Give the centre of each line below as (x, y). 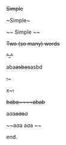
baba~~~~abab (26, 102)
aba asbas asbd (25, 67)
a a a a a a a (17, 113)
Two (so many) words (33, 44)
